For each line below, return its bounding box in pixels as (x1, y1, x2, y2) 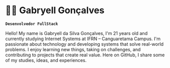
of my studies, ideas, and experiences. (5, 57, 87, 63)
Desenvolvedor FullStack (5, 21, 58, 26)
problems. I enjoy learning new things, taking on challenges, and (5, 46, 141, 52)
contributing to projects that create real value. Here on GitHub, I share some (5, 52, 165, 58)
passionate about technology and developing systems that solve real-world (5, 41, 164, 47)
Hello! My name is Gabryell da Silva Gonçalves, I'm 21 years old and (5, 30, 148, 36)
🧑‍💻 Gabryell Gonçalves (5, 5, 105, 16)
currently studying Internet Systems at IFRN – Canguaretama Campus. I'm (5, 36, 161, 42)
